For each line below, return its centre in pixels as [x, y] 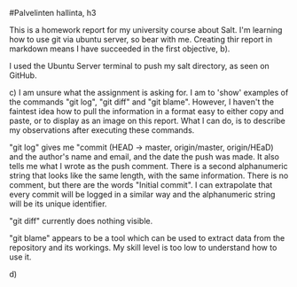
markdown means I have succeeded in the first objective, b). [120, 49]
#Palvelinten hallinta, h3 [53, 13]
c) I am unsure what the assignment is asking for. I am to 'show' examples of [149, 93]
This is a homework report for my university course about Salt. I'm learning [146, 30]
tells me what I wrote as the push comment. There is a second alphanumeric [148, 166]
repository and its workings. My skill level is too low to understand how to [143, 248]
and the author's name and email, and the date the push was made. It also [144, 157]
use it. [20, 257]
